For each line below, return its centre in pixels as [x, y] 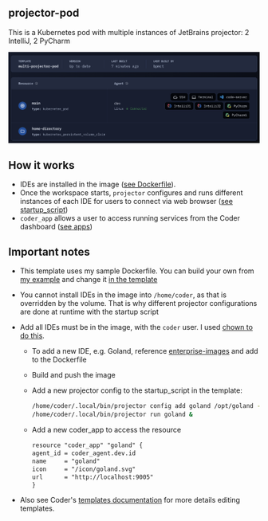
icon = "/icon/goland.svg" [84, 469]
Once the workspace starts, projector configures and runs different [131, 193]
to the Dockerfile [59, 360]
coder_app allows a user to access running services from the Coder [130, 218]
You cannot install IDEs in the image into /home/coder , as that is [123, 295]
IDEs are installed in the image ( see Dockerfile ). [98, 184]
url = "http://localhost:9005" [93, 477]
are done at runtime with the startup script [89, 312]
